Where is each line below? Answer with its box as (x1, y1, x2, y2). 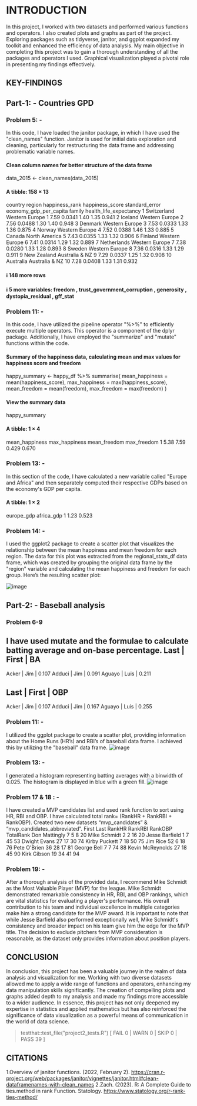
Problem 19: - (6, 865, 45, 873)
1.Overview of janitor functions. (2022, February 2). (6, 1069, 131, 1076)
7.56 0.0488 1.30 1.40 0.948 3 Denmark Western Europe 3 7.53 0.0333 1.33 (6, 220, 188, 227)
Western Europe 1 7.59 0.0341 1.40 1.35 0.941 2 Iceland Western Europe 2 (6, 214, 184, 221)
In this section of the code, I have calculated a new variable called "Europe (6, 473, 187, 480)
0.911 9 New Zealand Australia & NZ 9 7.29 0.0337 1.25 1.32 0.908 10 (6, 252, 172, 259)
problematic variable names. (6, 148, 75, 155)
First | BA (6, 655, 41, 665)
